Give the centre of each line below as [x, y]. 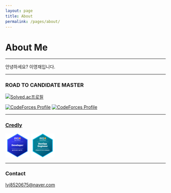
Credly [14, 125]
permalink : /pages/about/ [33, 21]
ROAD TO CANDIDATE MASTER [45, 85]
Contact [16, 174]
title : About [19, 16]
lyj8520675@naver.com [30, 185]
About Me [26, 47]
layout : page [19, 11]
